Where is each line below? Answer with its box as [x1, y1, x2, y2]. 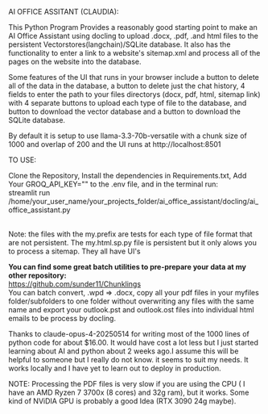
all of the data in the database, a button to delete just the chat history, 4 [8, 81, 245, 90]
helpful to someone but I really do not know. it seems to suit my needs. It [8, 355, 249, 364]
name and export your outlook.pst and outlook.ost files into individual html [8, 305, 255, 314]
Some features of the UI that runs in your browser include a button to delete [8, 73, 260, 82]
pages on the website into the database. [8, 56, 142, 66]
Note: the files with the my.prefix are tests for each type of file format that [8, 229, 253, 239]
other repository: [8, 270, 67, 280]
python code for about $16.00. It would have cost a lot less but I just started [8, 338, 259, 347]
